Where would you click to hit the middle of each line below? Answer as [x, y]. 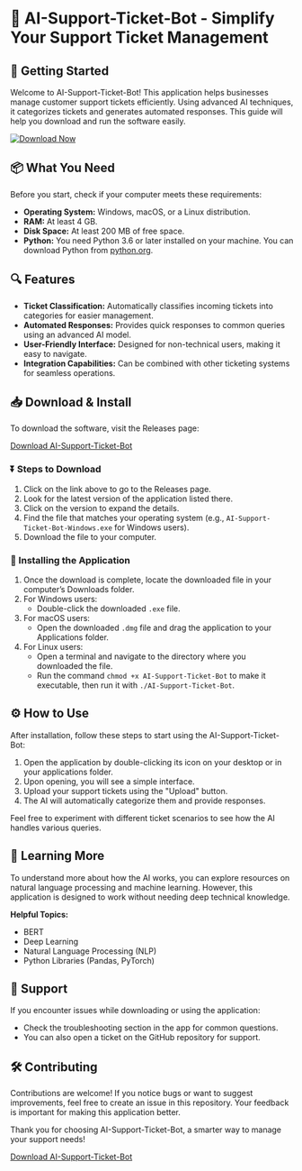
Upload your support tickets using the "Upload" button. [125, 791]
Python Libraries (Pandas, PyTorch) [89, 960]
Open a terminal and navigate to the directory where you [141, 656]
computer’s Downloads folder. [79, 590]
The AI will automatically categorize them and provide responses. [144, 800]
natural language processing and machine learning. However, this [132, 887]
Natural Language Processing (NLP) [90, 951]
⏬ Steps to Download [56, 470]
